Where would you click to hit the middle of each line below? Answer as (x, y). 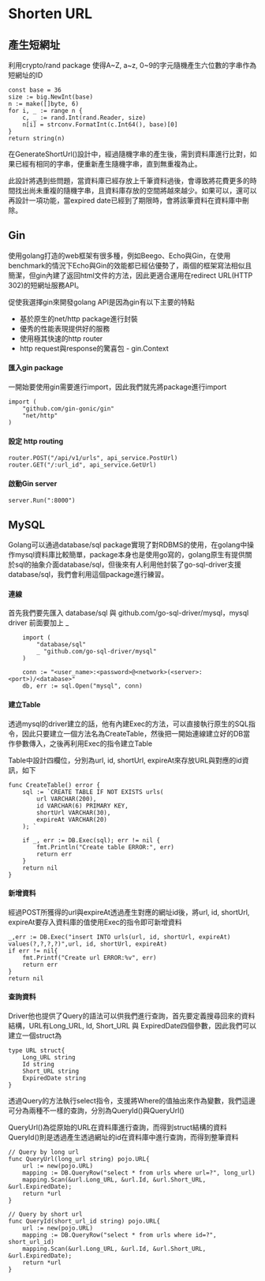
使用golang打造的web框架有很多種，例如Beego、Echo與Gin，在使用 (119, 255)
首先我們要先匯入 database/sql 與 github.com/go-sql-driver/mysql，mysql (129, 613)
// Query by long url (44, 1152)
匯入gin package (36, 368)
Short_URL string (51, 1071)
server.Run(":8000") (42, 501)
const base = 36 (35, 90)
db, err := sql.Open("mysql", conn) (83, 686)
